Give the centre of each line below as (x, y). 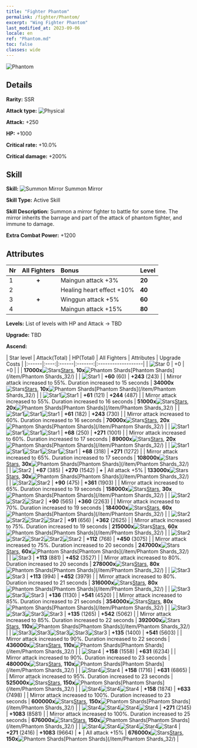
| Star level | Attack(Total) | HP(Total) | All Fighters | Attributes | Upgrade (94, 358)
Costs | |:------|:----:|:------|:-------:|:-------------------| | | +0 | (95, 364)
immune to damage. (30, 224)
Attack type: (21, 111)
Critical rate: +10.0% (31, 145)
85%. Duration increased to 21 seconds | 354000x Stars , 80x (90, 602)
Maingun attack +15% (91, 309)
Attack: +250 (22, 122)
